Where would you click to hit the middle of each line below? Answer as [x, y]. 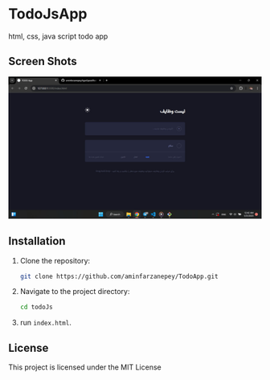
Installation [37, 241]
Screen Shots [43, 61]
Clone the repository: [55, 260]
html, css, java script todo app [58, 36]
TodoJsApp [48, 14]
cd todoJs [37, 307]
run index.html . [46, 323]
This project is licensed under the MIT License [85, 367]
